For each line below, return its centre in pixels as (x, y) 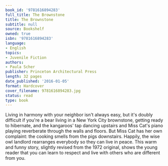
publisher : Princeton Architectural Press (51, 72)
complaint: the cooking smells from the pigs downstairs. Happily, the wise (83, 136)
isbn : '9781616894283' (29, 39)
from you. (16, 158)
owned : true (18, 34)
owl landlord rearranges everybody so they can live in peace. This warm (81, 142)
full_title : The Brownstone (35, 15)
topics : (13, 53)
